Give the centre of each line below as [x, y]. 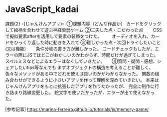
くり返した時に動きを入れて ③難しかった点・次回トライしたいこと [91, 42]
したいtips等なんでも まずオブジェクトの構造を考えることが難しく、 [83, 67]
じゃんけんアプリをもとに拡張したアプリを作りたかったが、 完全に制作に [80, 86]
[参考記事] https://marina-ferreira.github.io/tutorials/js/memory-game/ [77, 109]
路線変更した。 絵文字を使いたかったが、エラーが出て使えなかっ [88, 92]
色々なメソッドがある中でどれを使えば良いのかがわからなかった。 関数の [80, 73]
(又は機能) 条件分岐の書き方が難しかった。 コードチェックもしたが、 [80, 48]
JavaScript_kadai [42, 9]
